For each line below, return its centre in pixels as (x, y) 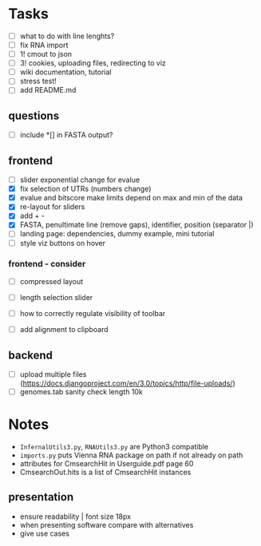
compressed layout (51, 281)
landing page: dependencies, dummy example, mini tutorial (117, 234)
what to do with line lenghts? (67, 36)
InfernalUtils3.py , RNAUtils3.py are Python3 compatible (114, 446)
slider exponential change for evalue (80, 180)
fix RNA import (44, 45)
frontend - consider (47, 264)
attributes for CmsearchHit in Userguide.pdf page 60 (107, 463)
